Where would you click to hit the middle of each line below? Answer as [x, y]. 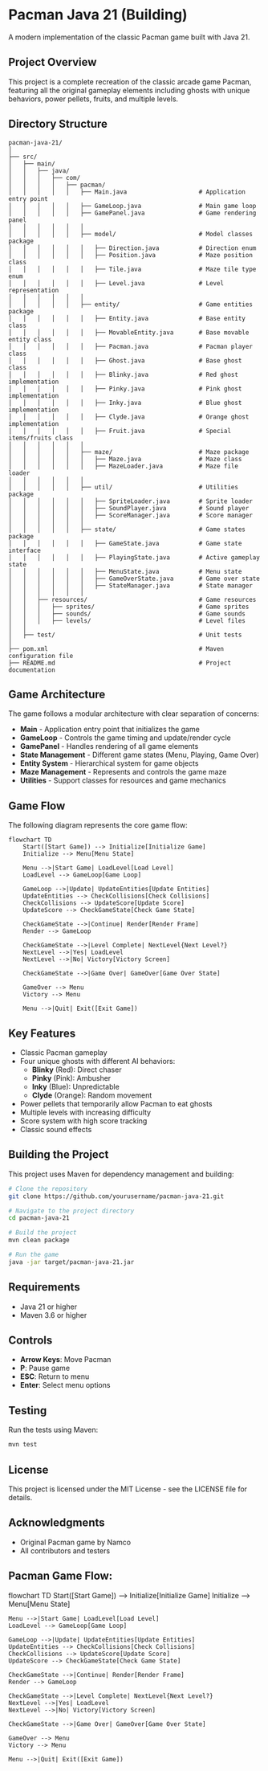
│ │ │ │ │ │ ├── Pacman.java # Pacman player [130, 346]
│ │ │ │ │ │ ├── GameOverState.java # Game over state [134, 579]
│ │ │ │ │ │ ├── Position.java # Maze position [130, 255]
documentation [32, 670]
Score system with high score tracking [83, 1121]
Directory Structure [58, 124]
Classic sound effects [56, 1129]
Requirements [44, 1287]
